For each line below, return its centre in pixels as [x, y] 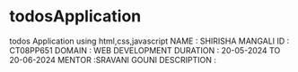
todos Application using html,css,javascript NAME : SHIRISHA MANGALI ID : [149, 41]
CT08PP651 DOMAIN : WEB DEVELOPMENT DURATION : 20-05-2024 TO [145, 50]
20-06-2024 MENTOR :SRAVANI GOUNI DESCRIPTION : [113, 60]
